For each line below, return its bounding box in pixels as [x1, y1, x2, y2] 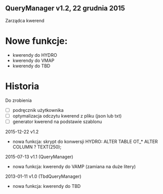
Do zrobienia [5, 97, 32, 103]
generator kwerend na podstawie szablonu [12, 119, 102, 125]
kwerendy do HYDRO [12, 52, 57, 58]
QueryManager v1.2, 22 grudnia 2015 [5, 4, 126, 13]
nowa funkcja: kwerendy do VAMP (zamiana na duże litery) [12, 163, 136, 169]
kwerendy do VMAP [12, 57, 55, 63]
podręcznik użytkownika [12, 107, 64, 113]
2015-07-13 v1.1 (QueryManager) [5, 153, 73, 160]
